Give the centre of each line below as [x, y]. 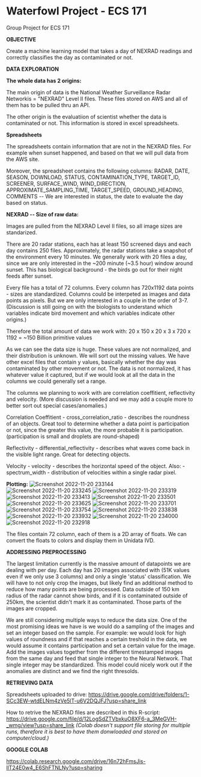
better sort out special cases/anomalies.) [57, 405]
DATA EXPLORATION [32, 69]
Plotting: [17, 484]
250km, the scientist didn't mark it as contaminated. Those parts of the [94, 602]
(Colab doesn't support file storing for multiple [133, 725]
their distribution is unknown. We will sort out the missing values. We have [98, 355]
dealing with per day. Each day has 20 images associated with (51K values [98, 570]
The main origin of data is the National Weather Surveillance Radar [88, 92]
